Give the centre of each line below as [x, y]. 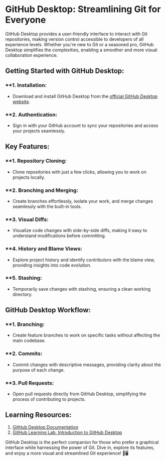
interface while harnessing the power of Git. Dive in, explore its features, [80, 447]
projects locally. [29, 177]
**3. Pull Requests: [30, 383]
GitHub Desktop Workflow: [48, 310]
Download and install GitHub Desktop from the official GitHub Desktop [85, 96]
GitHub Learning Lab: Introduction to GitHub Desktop [67, 432]
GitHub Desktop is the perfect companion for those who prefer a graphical [82, 442]
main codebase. [29, 340]
